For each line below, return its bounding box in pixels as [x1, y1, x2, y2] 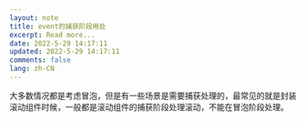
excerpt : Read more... [9, 30, 96, 39]
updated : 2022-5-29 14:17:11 [9, 47, 120, 56]
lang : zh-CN [9, 65, 55, 74]
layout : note [9, 13, 59, 23]
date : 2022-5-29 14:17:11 [9, 38, 107, 48]
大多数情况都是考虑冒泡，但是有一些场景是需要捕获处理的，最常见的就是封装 [9, 90, 297, 101]
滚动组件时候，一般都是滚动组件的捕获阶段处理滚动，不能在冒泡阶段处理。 [9, 101, 289, 112]
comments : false [9, 55, 71, 65]
